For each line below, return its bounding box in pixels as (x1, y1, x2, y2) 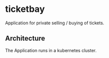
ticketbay (5, 3, 45, 15)
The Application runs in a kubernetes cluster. (5, 47, 97, 53)
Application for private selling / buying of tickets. (5, 20, 105, 26)
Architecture (5, 34, 46, 43)
